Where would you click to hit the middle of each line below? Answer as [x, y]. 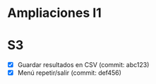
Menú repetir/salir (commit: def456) [70, 73]
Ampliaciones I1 [55, 13]
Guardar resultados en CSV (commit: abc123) [83, 65]
